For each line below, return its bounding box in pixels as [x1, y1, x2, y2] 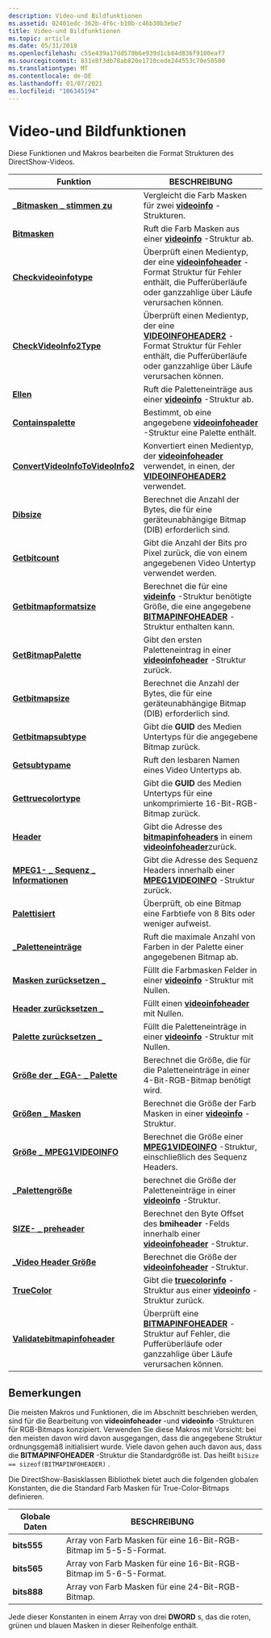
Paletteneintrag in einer [143, 644, 231, 655]
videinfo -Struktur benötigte [143, 591, 252, 602]
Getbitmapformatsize [12, 601, 97, 613]
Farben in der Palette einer [143, 941, 244, 953]
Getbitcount [12, 553, 60, 564]
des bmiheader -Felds [143, 1218, 230, 1229]
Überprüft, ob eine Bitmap [143, 898, 242, 909]
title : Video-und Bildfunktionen [8, 27, 121, 35]
